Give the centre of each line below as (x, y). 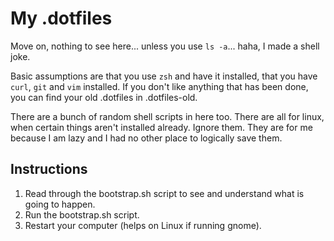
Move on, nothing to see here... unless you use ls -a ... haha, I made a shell (165, 46)
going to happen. (60, 204)
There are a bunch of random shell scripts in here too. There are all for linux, (167, 116)
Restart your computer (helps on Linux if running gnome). (143, 225)
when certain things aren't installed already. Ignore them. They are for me (161, 127)
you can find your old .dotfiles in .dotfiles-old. (104, 97)
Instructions (49, 169)
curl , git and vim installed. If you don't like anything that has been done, (159, 86)
